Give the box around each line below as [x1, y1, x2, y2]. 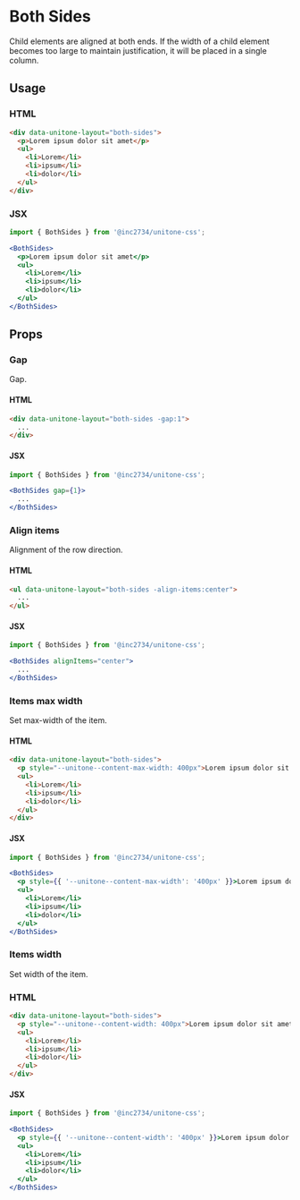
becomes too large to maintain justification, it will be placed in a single [9, 45, 268, 55]
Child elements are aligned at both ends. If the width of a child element [9, 36, 270, 47]
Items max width [9, 694, 83, 707]
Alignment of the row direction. [9, 544, 123, 556]
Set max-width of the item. [9, 715, 107, 726]
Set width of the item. [9, 968, 88, 979]
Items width [9, 949, 62, 961]
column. [9, 55, 39, 65]
